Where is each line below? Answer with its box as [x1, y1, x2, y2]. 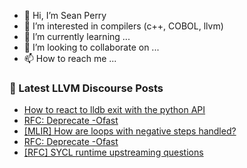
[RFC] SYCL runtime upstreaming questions [23, 146, 204, 159]
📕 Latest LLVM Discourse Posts [9, 81, 164, 95]
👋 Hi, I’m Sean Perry [23, 10, 107, 21]
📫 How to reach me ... [23, 53, 117, 64]
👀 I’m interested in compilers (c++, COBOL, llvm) [23, 20, 224, 32]
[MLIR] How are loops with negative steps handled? [23, 125, 237, 137]
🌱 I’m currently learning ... [23, 31, 131, 42]
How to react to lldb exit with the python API [23, 104, 206, 116]
